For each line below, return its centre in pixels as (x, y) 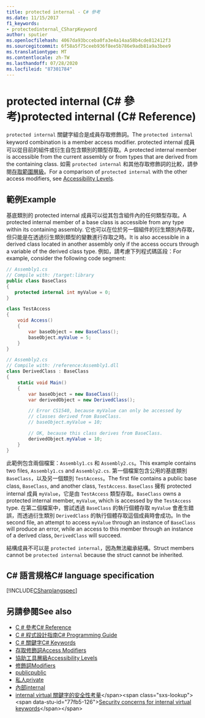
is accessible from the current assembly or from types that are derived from (102, 157)
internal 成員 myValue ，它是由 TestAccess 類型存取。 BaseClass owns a (94, 493)
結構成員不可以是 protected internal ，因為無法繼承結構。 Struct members (100, 548)
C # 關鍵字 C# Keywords (46, 643)
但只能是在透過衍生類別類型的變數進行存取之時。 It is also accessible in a (98, 237)
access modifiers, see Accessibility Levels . (61, 179)
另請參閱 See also (39, 611)
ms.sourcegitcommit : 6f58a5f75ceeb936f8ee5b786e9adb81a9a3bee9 (89, 47)
